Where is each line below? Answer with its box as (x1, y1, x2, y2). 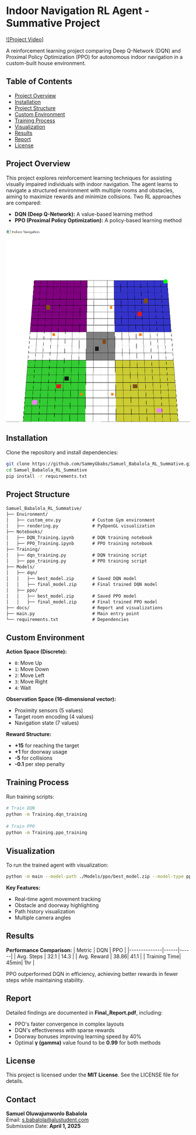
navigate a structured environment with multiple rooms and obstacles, (6, 187, 174, 194)
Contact (6, 1095, 36, 1105)
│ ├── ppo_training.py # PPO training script (6, 558, 148, 564)
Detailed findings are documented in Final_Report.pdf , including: (6, 1009, 163, 1016)
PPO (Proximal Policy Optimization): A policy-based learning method (14, 216, 182, 223)
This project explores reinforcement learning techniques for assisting (6, 174, 172, 181)
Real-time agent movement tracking (14, 895, 101, 902)
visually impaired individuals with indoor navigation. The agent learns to (6, 180, 178, 188)
